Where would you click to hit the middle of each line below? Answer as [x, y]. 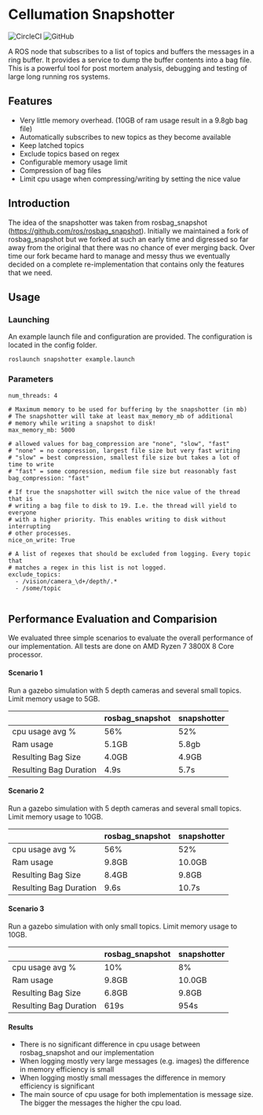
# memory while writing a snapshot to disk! [82, 423]
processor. [26, 655]
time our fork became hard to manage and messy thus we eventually [119, 256]
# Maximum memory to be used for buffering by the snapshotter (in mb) [128, 409]
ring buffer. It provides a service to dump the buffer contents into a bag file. [130, 60]
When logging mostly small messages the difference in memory [122, 1078]
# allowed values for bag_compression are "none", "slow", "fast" [119, 443]
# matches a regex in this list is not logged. [88, 568]
